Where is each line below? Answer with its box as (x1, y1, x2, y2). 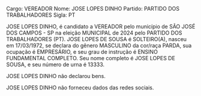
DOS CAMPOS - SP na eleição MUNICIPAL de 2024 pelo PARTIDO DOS (6, 29, 182, 36)
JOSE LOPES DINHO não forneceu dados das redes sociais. (6, 84, 154, 91)
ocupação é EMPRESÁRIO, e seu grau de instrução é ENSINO (6, 48, 158, 55)
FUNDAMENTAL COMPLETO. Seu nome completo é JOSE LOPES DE (6, 55, 176, 61)
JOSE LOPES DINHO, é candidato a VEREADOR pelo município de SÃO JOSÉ (6, 23, 196, 30)
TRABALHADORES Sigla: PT (6, 11, 76, 18)
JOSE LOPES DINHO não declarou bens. (6, 73, 106, 79)
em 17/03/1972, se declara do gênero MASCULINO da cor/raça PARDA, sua (6, 42, 192, 49)
